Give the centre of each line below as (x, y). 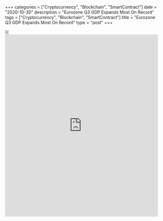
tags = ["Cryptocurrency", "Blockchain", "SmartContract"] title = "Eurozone (80, 17)
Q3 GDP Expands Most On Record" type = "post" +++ (59, 22)
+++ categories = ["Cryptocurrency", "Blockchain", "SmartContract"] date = (81, 7)
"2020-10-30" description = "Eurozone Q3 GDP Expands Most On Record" (80, 12)
